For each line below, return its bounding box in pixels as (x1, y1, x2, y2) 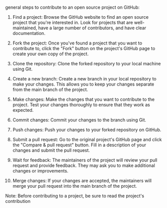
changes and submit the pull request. (12, 147, 90, 153)
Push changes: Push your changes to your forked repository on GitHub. (12, 127, 161, 133)
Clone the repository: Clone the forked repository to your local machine (12, 61, 161, 66)
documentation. (12, 30, 45, 36)
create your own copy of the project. (12, 51, 89, 57)
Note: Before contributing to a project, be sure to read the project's (5, 193, 145, 199)
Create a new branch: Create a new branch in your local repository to (12, 76, 156, 81)
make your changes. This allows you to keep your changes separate (12, 81, 154, 87)
